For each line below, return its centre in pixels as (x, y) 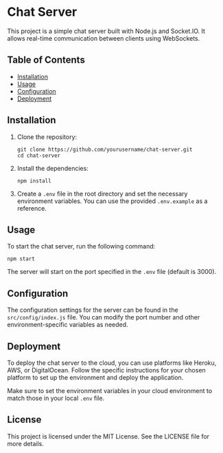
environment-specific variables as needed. (68, 325)
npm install (34, 181)
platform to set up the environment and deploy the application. (95, 377)
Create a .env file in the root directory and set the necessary (102, 193)
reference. (32, 208)
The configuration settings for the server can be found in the (93, 310)
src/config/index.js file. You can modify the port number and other (104, 317)
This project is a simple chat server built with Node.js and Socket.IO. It (106, 31)
